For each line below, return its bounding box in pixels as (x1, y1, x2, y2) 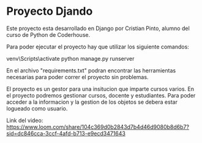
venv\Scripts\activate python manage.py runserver (6, 55, 135, 62)
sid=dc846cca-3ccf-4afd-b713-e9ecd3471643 (6, 129, 125, 137)
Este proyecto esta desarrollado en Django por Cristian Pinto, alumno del (6, 25, 190, 32)
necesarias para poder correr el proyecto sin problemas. (6, 73, 149, 80)
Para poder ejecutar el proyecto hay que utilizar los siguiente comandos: (6, 43, 190, 50)
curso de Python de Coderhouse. (6, 31, 91, 38)
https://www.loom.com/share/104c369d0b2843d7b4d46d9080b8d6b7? (6, 123, 190, 130)
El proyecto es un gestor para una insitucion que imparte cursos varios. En (6, 85, 195, 93)
